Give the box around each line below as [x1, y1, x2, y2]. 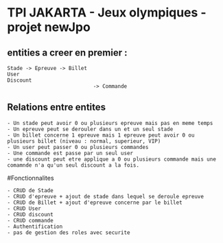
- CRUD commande [7, 217, 54, 224]
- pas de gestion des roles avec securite [7, 229, 130, 236]
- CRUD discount [7, 211, 54, 218]
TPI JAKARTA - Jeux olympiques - [7, 5, 207, 21]
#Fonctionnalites [7, 174, 54, 182]
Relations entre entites [7, 102, 106, 113]
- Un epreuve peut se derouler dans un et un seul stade [7, 126, 174, 132]
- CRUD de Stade [7, 187, 54, 194]
